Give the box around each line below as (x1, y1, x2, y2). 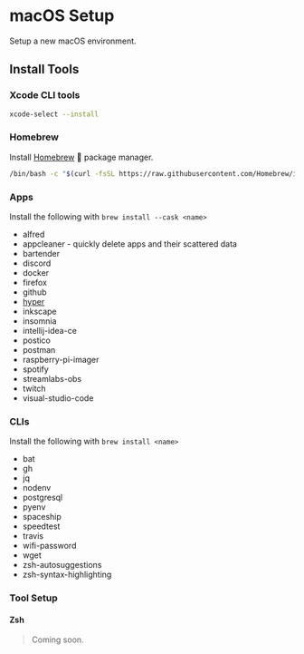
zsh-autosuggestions (22, 560, 102, 571)
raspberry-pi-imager (22, 354, 100, 365)
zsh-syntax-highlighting (22, 569, 112, 581)
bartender (22, 248, 61, 259)
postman (22, 344, 56, 355)
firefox (22, 277, 48, 288)
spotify (22, 364, 50, 375)
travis (22, 531, 43, 542)
